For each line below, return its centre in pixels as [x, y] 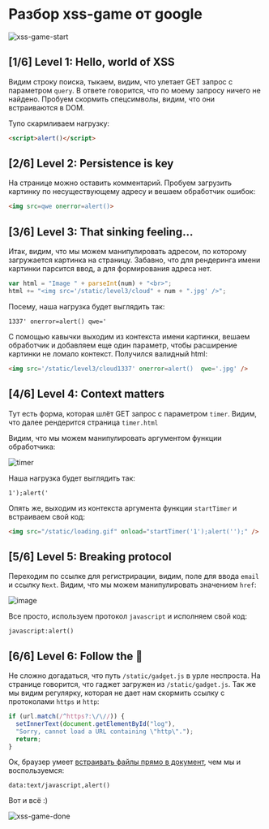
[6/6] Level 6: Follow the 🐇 [76, 656]
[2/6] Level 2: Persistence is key [91, 164]
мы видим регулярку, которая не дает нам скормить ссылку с [117, 693]
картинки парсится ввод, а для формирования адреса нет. [110, 269]
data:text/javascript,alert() [60, 786]
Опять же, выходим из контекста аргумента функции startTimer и [123, 507]
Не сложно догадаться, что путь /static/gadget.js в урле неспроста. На [134, 676]
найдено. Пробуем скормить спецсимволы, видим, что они [112, 99]
